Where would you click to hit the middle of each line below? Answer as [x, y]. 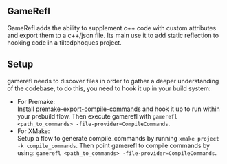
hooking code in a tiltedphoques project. [64, 42]
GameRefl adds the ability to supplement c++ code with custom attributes [112, 28]
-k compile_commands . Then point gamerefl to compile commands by [113, 145]
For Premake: [36, 101]
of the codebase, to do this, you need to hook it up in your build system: [109, 88]
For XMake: [33, 131]
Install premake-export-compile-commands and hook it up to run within [118, 109]
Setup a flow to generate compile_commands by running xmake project [118, 138]
